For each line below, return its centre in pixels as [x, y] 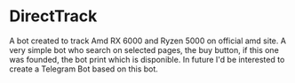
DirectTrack [53, 16]
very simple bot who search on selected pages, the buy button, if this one [144, 49]
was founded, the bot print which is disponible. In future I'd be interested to [147, 59]
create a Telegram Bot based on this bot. [84, 69]
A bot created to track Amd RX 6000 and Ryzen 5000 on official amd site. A [148, 41]
